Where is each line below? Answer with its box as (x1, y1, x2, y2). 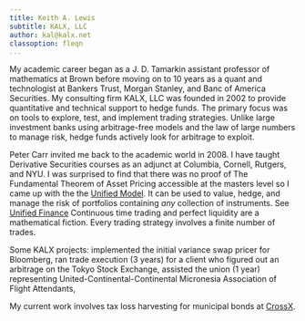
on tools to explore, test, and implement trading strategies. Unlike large (9, 112, 276, 123)
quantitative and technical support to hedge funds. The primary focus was (9, 102, 289, 114)
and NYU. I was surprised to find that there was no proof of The (9, 169, 249, 180)
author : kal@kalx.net (9, 30, 92, 39)
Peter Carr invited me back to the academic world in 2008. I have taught (9, 150, 280, 160)
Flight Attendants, (9, 284, 76, 295)
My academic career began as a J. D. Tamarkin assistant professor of (9, 64, 270, 75)
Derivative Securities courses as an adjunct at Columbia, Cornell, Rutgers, (9, 159, 287, 170)
